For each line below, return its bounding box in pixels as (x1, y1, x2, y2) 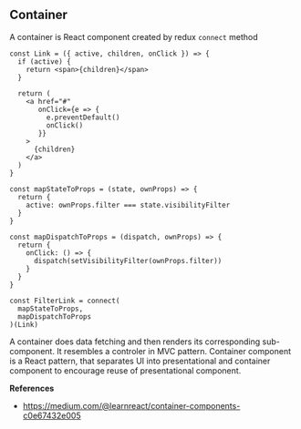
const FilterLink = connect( (9, 296, 120, 305)
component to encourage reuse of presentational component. (9, 364, 242, 376)
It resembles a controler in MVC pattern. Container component (56, 345, 292, 356)
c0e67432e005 (22, 410, 81, 421)
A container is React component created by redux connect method (9, 31, 258, 42)
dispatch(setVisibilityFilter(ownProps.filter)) (33, 256, 223, 265)
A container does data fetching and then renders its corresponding (9, 336, 261, 347)
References (9, 383, 55, 393)
